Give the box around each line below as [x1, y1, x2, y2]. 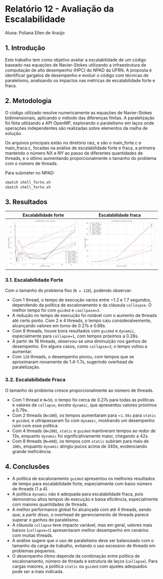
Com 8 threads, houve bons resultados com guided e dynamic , [12, 328, 136, 334]
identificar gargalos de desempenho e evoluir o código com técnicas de [5, 72, 149, 78]
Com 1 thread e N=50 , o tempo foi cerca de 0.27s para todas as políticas [12, 397, 155, 403]
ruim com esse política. [12, 422, 59, 428]
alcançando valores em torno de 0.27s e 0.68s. [12, 323, 107, 329]
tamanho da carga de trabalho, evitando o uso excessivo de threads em [12, 543, 156, 548]
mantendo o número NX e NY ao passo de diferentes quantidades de [5, 150, 143, 156]
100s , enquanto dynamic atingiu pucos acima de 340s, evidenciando [12, 443, 147, 449]
